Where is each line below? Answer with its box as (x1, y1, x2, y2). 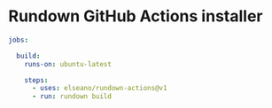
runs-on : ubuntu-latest (24, 59, 113, 68)
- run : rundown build (31, 92, 113, 101)
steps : (24, 75, 49, 85)
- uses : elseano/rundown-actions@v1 (31, 84, 167, 93)
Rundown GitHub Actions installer (8, 6, 263, 27)
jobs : (8, 35, 28, 44)
